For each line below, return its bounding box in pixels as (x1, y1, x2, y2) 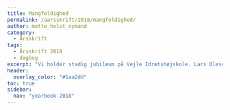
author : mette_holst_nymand (7, 23, 88, 29)
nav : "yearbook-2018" (13, 93, 75, 100)
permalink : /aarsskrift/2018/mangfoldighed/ (7, 16, 136, 23)
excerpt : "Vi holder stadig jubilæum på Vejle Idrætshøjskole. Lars (7, 61, 207, 68)
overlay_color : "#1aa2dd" (13, 73, 88, 81)
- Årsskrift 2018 (13, 49, 63, 55)
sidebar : (7, 86, 32, 93)
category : (7, 29, 36, 36)
